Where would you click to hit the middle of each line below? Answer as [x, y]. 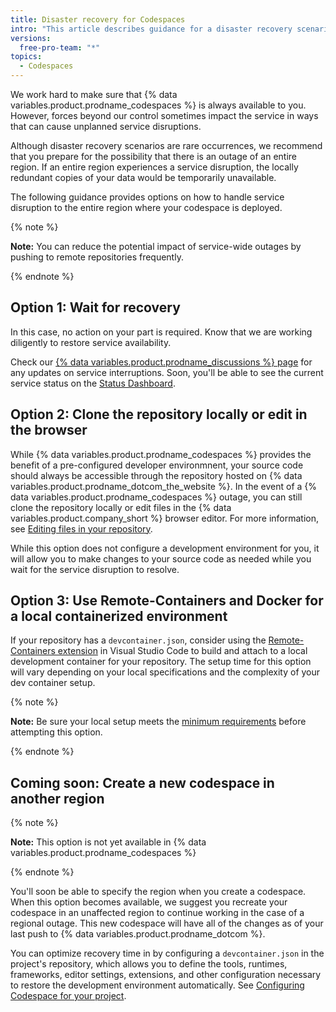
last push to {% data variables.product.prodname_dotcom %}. [138, 934]
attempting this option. [56, 732]
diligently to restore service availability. [91, 342]
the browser [49, 430]
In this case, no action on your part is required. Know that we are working [161, 332]
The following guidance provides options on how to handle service [147, 197]
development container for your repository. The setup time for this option [161, 662]
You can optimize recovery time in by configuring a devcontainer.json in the [167, 953]
